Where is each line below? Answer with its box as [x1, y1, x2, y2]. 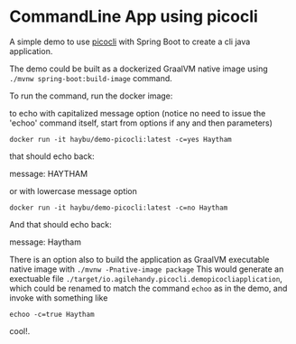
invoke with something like [9, 292, 108, 303]
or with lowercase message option [9, 185, 138, 196]
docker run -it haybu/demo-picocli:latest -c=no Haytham [9, 203, 228, 212]
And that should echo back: [9, 218, 112, 229]
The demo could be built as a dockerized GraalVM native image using [9, 63, 268, 74]
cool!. [9, 325, 31, 336]
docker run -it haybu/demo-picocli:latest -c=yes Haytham [9, 135, 232, 144]
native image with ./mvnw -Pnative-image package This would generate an [9, 264, 284, 274]
